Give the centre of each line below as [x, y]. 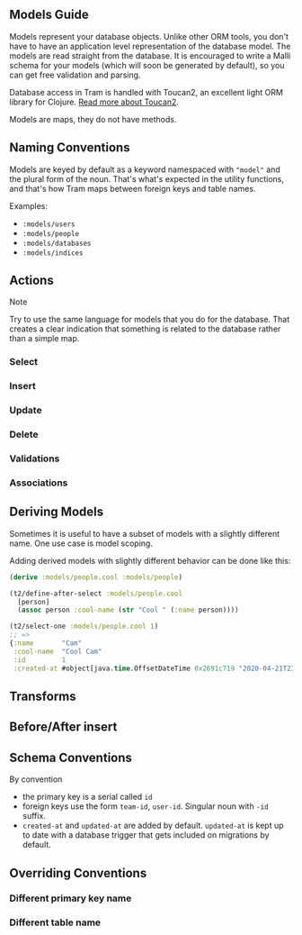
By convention [36, 779]
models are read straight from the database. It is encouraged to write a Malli [150, 55]
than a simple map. [44, 339]
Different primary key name [71, 898]
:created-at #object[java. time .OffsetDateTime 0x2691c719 [124, 668]
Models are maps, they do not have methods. [93, 119]
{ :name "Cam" [46, 643]
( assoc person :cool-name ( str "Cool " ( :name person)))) [129, 610]
